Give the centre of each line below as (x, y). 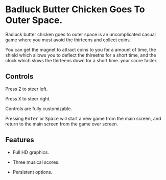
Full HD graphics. (31, 152)
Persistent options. (32, 172)
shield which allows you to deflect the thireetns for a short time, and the (81, 55)
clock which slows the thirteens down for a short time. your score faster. (81, 60)
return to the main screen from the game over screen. (62, 124)
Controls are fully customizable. (39, 109)
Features (20, 140)
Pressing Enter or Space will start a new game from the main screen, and (83, 118)
